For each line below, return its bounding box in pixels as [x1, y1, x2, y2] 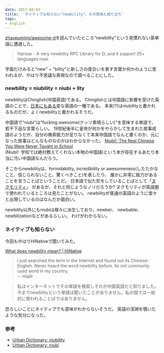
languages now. [17, 56, 49, 62]
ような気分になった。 [5, 312, 48, 318]
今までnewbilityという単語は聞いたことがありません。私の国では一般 [17, 289, 156, 295]
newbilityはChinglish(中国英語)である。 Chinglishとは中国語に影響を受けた [5, 97, 155, 102]
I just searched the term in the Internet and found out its [17, 257, 130, 263]
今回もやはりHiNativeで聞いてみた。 [5, 238, 78, 244]
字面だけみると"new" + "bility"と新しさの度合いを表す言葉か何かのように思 [5, 66, 157, 72]
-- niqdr [17, 273, 33, 279]
